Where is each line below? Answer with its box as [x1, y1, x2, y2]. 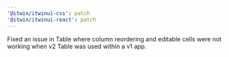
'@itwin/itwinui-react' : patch [7, 16, 96, 23]
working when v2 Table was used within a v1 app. [7, 42, 147, 50]
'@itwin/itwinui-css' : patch [7, 9, 90, 17]
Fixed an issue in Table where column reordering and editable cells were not [7, 35, 222, 43]
